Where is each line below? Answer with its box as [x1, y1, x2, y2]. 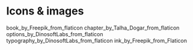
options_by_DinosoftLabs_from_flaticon [6, 30, 103, 37]
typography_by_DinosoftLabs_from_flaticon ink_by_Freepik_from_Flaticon [6, 37, 188, 44]
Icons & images [6, 4, 84, 18]
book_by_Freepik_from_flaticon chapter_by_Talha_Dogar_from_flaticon [6, 24, 180, 31]
